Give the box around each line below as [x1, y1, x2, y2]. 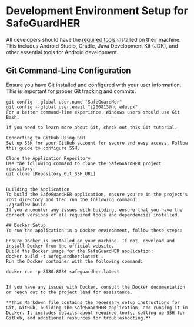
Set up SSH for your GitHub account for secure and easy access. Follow [6, 140, 188, 146]
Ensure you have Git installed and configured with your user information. [6, 81, 182, 88]
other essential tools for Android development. [6, 48, 119, 55]
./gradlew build [6, 202, 46, 208]
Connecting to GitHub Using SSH [6, 135, 85, 141]
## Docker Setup [6, 222, 46, 228]
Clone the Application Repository [6, 155, 91, 161]
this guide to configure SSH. [6, 145, 81, 151]
